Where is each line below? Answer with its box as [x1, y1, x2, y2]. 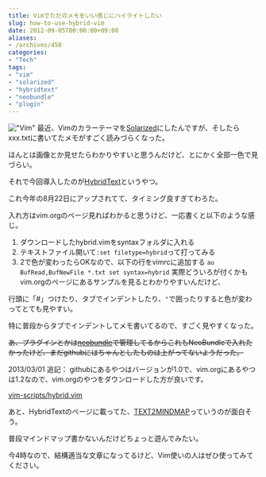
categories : [8, 48, 48, 56]
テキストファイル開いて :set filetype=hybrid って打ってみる [19, 247, 216, 257]
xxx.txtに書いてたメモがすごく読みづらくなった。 [8, 133, 169, 143]
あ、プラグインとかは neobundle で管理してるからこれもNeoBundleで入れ [8, 338, 246, 347]
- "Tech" [8, 56, 37, 64]
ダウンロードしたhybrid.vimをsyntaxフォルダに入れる [19, 238, 195, 247]
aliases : [8, 33, 37, 42]
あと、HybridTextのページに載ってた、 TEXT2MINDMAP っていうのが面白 [8, 407, 245, 417]
